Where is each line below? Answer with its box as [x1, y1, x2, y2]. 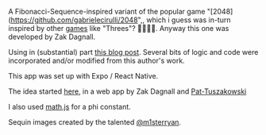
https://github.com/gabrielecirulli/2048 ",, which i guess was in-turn [10, 15, 231, 25]
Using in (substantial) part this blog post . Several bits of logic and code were [8, 48, 259, 56]
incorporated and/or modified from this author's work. [8, 56, 185, 65]
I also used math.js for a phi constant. [8, 102, 131, 111]
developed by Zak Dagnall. [8, 32, 96, 41]
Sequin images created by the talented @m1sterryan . [8, 118, 181, 126]
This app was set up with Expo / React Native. [8, 71, 159, 80]
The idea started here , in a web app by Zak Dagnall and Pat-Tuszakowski [8, 87, 247, 96]
